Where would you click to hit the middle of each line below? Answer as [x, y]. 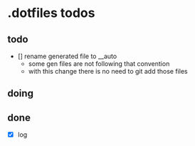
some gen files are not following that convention [99, 64]
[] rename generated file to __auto [67, 56]
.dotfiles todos [51, 13]
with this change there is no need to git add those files [108, 71]
